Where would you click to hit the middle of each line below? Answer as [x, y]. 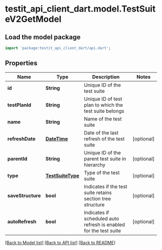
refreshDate [21, 139]
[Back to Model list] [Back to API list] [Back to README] [60, 242]
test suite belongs [104, 111]
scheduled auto [101, 219]
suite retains [98, 192]
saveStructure [24, 195]
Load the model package [43, 37]
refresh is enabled [104, 224]
